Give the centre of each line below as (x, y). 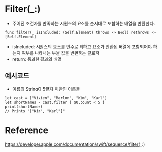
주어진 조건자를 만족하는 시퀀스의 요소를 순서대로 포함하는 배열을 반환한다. (83, 23)
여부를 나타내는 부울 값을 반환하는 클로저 (61, 53)
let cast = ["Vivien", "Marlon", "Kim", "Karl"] (56, 98)
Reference (27, 130)
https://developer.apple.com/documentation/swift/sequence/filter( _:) (75, 144)
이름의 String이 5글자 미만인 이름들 (46, 89)
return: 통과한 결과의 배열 (37, 59)
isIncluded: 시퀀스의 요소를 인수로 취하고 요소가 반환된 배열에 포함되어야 (82, 46)
